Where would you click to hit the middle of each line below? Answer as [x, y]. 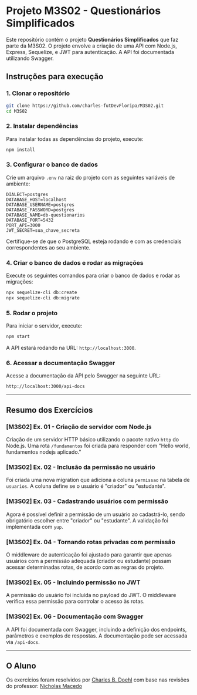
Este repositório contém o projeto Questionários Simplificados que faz [92, 39]
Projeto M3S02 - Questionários [84, 11]
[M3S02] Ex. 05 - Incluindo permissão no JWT [73, 582]
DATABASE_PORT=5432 [30, 220]
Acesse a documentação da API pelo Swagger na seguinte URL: [84, 376]
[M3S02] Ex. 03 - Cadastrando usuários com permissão [87, 501]
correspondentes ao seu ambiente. [48, 247]
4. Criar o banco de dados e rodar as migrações [75, 262]
